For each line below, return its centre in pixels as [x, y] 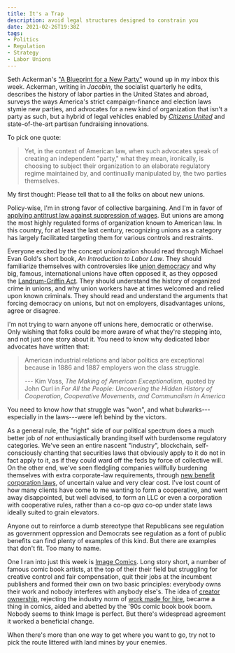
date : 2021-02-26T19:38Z [43, 27]
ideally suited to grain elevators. [53, 512]
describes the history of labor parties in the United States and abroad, [108, 94]
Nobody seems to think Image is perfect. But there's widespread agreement [116, 614]
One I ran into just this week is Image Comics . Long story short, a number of [117, 561]
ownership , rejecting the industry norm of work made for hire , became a [111, 598]
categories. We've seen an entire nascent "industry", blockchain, [101, 445]
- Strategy [23, 53]
